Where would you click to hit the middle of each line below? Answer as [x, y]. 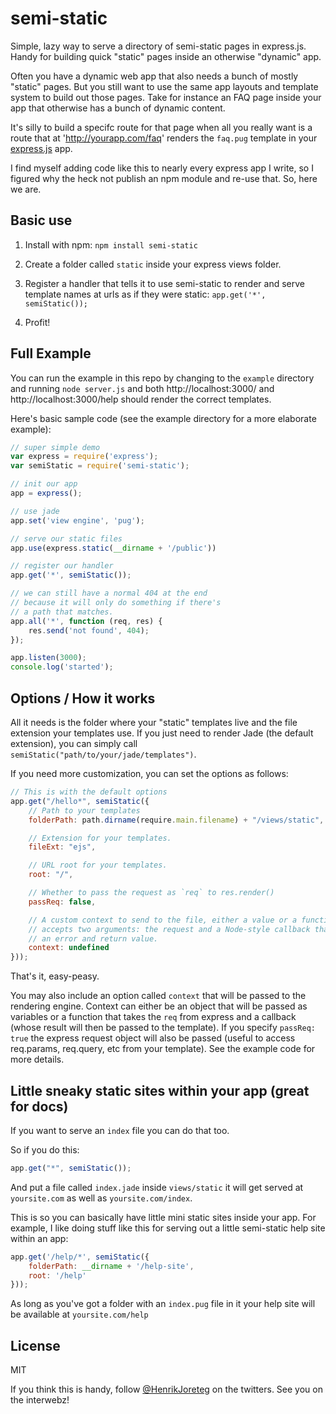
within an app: [39, 1238]
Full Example [51, 353]
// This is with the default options [89, 792]
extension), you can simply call [74, 743]
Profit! [37, 322]
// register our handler [62, 566]
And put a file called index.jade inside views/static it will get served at [157, 1187]
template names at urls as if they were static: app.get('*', [145, 294]
